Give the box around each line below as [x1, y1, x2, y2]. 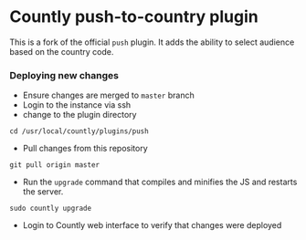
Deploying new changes [9, 68, 119, 81]
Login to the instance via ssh [22, 99, 132, 110]
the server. [22, 186, 64, 197]
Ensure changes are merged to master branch [22, 89, 195, 101]
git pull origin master [9, 161, 100, 170]
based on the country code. [9, 46, 114, 57]
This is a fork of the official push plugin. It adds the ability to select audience [9, 37, 295, 47]
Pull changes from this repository [22, 143, 148, 154]
